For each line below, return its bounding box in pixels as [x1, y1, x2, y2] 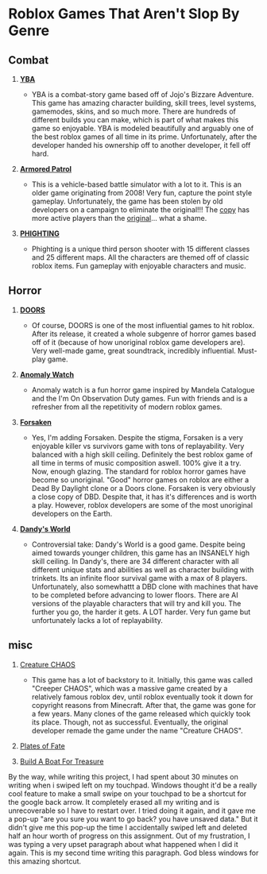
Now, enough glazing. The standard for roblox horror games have [31, 466, 246, 476]
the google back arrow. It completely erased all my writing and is [8, 797, 220, 806]
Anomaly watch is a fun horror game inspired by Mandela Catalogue [31, 385, 256, 394]
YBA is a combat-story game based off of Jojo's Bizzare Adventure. [31, 90, 254, 99]
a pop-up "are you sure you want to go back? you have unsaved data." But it [8, 814, 258, 823]
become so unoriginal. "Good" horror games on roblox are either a [31, 474, 250, 485]
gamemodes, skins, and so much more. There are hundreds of [31, 106, 236, 116]
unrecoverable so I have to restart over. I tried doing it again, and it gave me [8, 806, 256, 815]
